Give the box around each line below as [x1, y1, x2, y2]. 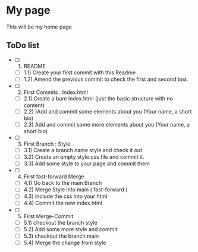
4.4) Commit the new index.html [23, 200, 103, 207]
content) [23, 102, 45, 109]
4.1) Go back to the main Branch [23, 179, 102, 187]
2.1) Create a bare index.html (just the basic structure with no [23, 94, 174, 102]
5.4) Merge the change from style [23, 239, 106, 246]
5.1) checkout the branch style [23, 219, 98, 226]
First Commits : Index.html [23, 89, 88, 96]
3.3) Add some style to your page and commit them [23, 160, 150, 167]
